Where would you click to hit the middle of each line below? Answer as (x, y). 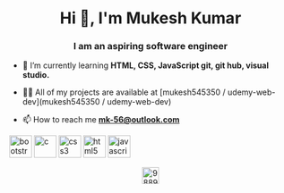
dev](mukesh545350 (61, 102)
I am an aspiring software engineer (151, 46)
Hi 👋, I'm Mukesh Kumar (151, 18)
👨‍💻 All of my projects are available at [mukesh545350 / (124, 92)
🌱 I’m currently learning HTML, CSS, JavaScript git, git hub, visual (145, 65)
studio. (36, 75)
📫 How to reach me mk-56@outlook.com (101, 120)
